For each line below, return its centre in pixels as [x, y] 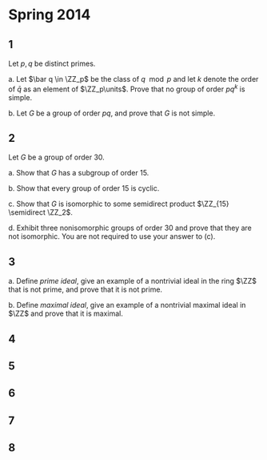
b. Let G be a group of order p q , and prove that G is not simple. [112, 113]
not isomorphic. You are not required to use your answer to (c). [112, 236]
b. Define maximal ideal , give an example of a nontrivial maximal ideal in [127, 305]
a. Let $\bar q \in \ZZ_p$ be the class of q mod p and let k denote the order [133, 79]
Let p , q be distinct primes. [52, 63]
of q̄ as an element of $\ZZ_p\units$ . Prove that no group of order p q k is [127, 88]
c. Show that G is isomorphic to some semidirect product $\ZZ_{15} [119, 204]
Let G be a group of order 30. [57, 157]
